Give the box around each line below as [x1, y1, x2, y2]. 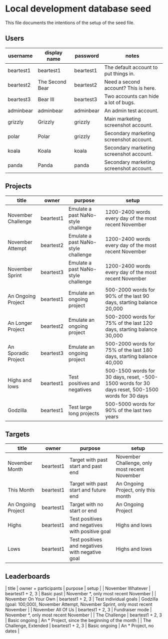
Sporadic [7, 349, 29, 356]
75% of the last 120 [105, 319, 153, 326]
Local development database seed [5, 3, 151, 15]
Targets [5, 430, 30, 438]
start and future [69, 486, 106, 493]
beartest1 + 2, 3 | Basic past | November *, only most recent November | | [5, 591, 156, 597]
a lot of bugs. [104, 99, 135, 106]
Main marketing [104, 115, 141, 122]
